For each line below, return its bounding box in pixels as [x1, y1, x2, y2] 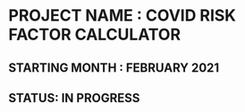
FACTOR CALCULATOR [8, 24, 181, 45]
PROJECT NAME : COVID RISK [8, 5, 236, 26]
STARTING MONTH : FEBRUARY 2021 [8, 60, 220, 75]
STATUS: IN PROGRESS [8, 90, 140, 106]
